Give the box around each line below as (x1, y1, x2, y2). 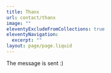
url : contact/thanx (6, 15, 56, 21)
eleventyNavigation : (6, 32, 59, 38)
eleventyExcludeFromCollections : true (6, 26, 105, 32)
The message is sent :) (6, 59, 64, 67)
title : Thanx (6, 9, 40, 15)
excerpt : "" (12, 37, 43, 43)
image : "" (6, 20, 32, 26)
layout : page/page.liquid (6, 43, 72, 49)
